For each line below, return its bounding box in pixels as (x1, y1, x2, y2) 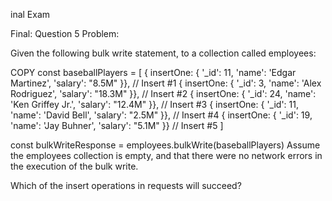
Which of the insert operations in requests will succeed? (10, 180, 242, 191)
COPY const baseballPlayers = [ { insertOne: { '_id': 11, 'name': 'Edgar (10, 67, 297, 78)
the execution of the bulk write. (10, 160, 139, 172)
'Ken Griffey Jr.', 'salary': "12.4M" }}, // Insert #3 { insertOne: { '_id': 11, (10, 99, 300, 110)
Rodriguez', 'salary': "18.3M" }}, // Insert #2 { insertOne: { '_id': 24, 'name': (10, 88, 317, 99)
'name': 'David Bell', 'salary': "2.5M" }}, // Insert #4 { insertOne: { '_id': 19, (10, 109, 313, 121)
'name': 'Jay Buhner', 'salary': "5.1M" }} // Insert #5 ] (10, 120, 224, 131)
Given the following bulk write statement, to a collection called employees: (10, 47, 317, 59)
